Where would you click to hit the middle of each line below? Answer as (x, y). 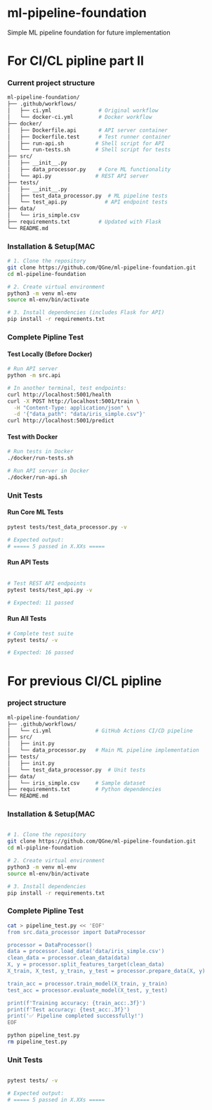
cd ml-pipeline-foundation (47, 274)
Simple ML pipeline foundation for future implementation (89, 32)
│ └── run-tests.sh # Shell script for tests (89, 150)
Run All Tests (27, 619)
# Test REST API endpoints (47, 583)
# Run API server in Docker (48, 471)
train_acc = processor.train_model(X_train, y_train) (88, 983)
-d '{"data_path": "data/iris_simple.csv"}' (80, 414)
